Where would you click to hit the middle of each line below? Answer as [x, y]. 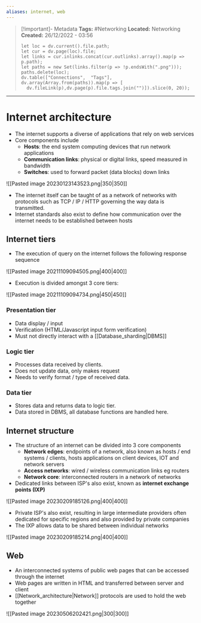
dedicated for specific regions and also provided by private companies [102, 519]
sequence [27, 260]
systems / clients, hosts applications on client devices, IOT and [101, 458]
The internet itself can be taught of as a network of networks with [96, 195]
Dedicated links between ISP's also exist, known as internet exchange [102, 483]
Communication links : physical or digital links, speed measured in [105, 159]
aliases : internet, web [36, 12]
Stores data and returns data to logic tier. [65, 406]
